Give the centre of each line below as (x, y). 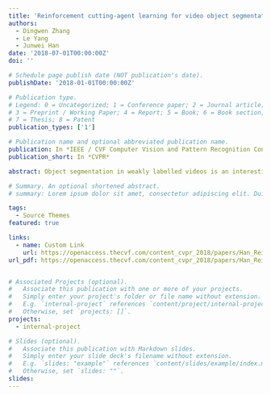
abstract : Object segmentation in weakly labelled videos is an (119, 171)
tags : (17, 208)
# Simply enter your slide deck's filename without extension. (120, 356)
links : (19, 238)
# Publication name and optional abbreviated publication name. (119, 142)
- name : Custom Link (50, 245)
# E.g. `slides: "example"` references (79, 364)
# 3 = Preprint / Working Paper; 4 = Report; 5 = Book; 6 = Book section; (137, 112)
